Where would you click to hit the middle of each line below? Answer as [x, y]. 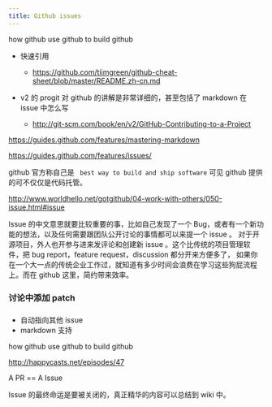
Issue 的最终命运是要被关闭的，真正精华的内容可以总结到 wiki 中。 [119, 395]
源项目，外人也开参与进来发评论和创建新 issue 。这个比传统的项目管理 [126, 244]
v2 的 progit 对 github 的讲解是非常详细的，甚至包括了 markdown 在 [134, 97]
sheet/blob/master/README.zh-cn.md [96, 80]
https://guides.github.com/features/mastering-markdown [104, 140]
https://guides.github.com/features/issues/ [80, 155]
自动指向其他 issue [52, 320]
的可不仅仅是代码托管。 [47, 182]
